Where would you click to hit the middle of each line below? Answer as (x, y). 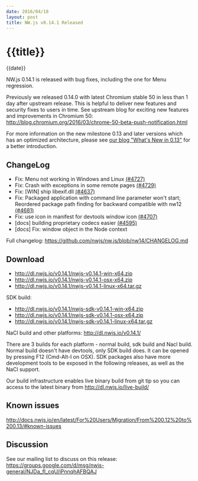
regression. (20, 86)
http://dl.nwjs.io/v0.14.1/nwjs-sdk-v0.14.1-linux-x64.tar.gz (84, 321)
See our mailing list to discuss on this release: (62, 459)
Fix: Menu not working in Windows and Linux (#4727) (80, 179)
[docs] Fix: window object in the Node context (71, 229)
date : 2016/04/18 (27, 12)
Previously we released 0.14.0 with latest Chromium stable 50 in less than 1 (97, 97)
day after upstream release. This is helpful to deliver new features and (91, 103)
